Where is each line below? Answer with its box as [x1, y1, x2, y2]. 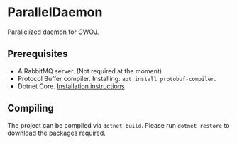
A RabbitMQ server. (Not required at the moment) [17, 66, 162, 75]
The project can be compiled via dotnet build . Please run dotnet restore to [7, 121, 230, 129]
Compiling [7, 102, 55, 114]
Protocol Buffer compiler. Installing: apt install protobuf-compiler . [17, 74, 216, 83]
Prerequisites [7, 48, 68, 60]
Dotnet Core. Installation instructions [17, 82, 125, 90]
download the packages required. [7, 128, 106, 137]
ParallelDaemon [7, 4, 103, 20]
